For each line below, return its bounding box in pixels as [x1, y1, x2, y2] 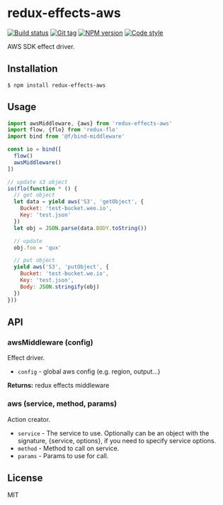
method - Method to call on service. [17, 444, 120, 452]
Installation [7, 63, 58, 75]
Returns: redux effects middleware [7, 381, 110, 390]
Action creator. [7, 415, 51, 423]
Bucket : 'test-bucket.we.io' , [20, 270, 110, 278]
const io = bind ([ [7, 146, 62, 153]
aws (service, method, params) [7, 399, 118, 409]
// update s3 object [7, 178, 69, 185]
